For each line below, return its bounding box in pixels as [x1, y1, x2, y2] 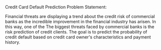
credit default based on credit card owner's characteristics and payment [5, 34, 151, 40]
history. [5, 39, 21, 45]
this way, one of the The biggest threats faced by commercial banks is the [5, 24, 155, 30]
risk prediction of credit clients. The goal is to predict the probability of [5, 29, 148, 34]
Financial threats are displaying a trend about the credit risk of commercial [5, 14, 155, 19]
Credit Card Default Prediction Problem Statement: [5, 4, 107, 10]
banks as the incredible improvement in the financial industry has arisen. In [5, 19, 157, 24]
